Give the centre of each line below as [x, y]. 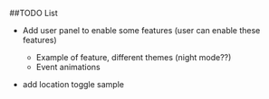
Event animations [68, 67]
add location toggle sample [73, 84]
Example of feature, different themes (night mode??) [134, 57]
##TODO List [34, 13]
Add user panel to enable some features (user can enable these [141, 30]
